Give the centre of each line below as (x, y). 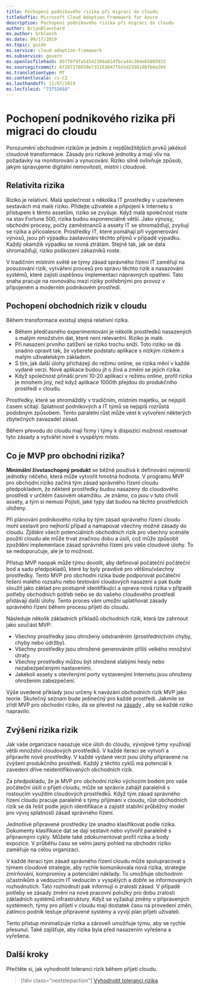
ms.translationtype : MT (36, 73)
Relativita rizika (35, 185)
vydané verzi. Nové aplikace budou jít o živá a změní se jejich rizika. (98, 370)
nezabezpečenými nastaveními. (53, 668)
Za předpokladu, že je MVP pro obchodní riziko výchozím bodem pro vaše (97, 781)
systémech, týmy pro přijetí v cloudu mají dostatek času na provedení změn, (99, 905)
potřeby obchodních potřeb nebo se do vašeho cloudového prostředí (91, 594)
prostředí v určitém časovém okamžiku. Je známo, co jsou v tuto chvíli (92, 495)
